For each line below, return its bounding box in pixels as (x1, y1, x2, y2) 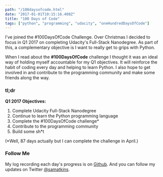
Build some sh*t (12, 128, 44, 134)
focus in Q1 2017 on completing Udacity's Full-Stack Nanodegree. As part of (5, 40, 159, 45)
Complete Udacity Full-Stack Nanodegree (12, 108, 97, 113)
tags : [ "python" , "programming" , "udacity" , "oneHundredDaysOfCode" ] (5, 21, 150, 26)
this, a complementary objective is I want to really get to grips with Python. (5, 44, 155, 50)
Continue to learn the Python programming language (12, 113, 119, 119)
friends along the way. (5, 75, 50, 81)
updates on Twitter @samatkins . (5, 166, 70, 172)
